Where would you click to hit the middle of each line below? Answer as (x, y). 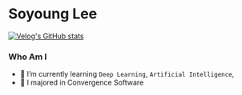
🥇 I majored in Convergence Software (82, 83)
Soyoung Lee (53, 14)
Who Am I (28, 57)
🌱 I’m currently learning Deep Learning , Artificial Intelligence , (127, 74)
